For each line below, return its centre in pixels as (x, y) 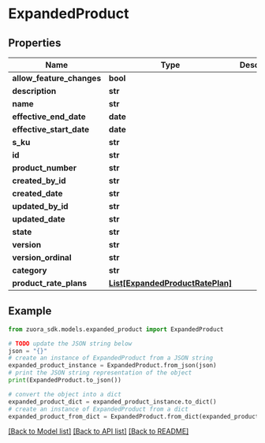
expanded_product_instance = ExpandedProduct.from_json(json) (112, 366)
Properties (35, 43)
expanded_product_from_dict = (58, 416)
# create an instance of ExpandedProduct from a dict (99, 409)
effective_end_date (49, 117)
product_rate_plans (50, 283)
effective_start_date (50, 129)
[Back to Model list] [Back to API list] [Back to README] (99, 431)
